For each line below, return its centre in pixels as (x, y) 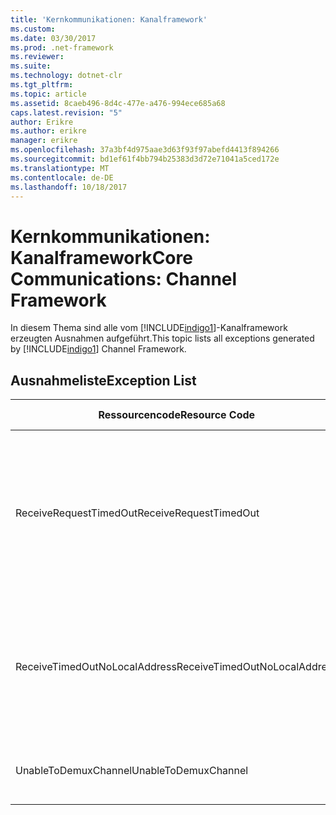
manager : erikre (44, 141)
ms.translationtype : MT (60, 168)
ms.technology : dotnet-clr (66, 76)
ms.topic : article (48, 94)
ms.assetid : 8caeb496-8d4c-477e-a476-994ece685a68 (118, 103)
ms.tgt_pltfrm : (42, 85)
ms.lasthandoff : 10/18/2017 (69, 187)
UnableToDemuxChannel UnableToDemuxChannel (132, 771)
